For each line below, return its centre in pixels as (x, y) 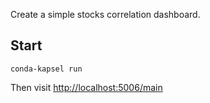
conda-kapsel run (46, 69)
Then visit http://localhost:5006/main (86, 87)
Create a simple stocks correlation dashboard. (105, 14)
